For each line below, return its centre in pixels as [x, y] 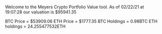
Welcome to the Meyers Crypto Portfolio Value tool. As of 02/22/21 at [75, 7]
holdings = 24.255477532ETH [35, 26]
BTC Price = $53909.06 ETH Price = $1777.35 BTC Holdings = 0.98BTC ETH [81, 21]
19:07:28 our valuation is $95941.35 [41, 12]
